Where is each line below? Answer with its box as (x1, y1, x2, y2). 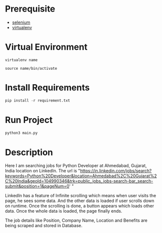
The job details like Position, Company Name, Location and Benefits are (5, 217, 147, 223)
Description (5, 147, 53, 158)
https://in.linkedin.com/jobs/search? (80, 168, 152, 174)
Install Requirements (5, 82, 90, 93)
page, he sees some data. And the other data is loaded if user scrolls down (5, 198, 155, 204)
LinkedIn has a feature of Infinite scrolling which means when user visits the (5, 193, 156, 199)
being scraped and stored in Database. (5, 223, 83, 229)
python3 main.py (5, 130, 38, 135)
